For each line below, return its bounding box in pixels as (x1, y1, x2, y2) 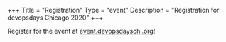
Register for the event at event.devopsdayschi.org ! (7, 27, 156, 35)
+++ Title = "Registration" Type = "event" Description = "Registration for (7, 6, 220, 14)
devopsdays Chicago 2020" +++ (7, 13, 104, 22)
